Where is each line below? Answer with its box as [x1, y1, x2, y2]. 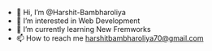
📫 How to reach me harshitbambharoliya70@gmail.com [15, 33, 205, 43]
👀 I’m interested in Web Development [15, 16, 141, 25]
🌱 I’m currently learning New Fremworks [15, 25, 152, 33]
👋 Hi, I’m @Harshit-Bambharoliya [15, 8, 126, 17]
